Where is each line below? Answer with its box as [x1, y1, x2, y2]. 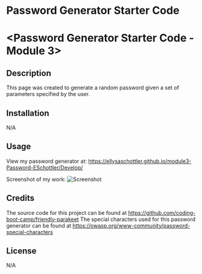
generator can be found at [6, 221, 71, 229]
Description [6, 68, 51, 78]
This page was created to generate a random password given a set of [6, 84, 180, 91]
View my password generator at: [6, 158, 87, 165]
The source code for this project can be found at [6, 209, 127, 216]
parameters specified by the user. [6, 91, 90, 98]
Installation [6, 108, 49, 118]
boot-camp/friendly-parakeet [6, 215, 80, 223]
